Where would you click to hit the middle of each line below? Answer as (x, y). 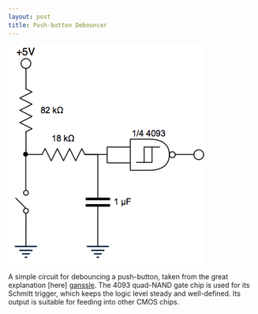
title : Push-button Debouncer (58, 25)
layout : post (30, 17)
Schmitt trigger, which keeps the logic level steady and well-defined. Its (124, 293)
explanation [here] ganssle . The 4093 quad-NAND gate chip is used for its (129, 285)
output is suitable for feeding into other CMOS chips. (94, 301)
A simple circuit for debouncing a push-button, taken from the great (118, 276)
